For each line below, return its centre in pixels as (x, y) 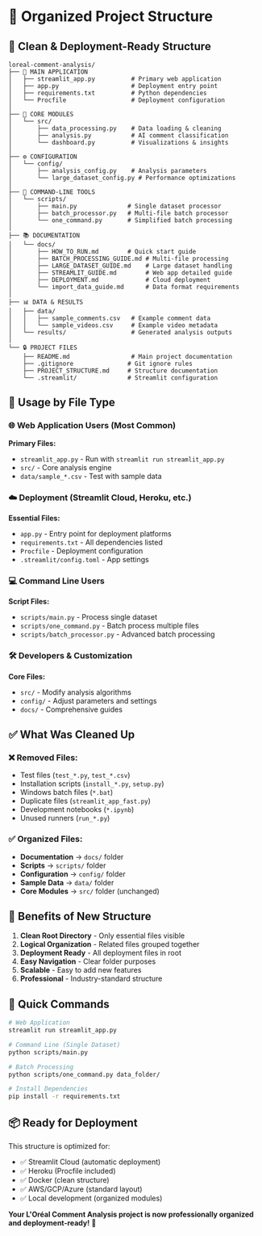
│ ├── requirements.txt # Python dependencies (108, 93)
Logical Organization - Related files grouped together (110, 944)
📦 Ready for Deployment (73, 1122)
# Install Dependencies (48, 1089)
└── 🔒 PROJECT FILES (43, 347)
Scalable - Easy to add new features (81, 970)
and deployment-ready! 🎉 (52, 1223)
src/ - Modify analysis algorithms (75, 692)
